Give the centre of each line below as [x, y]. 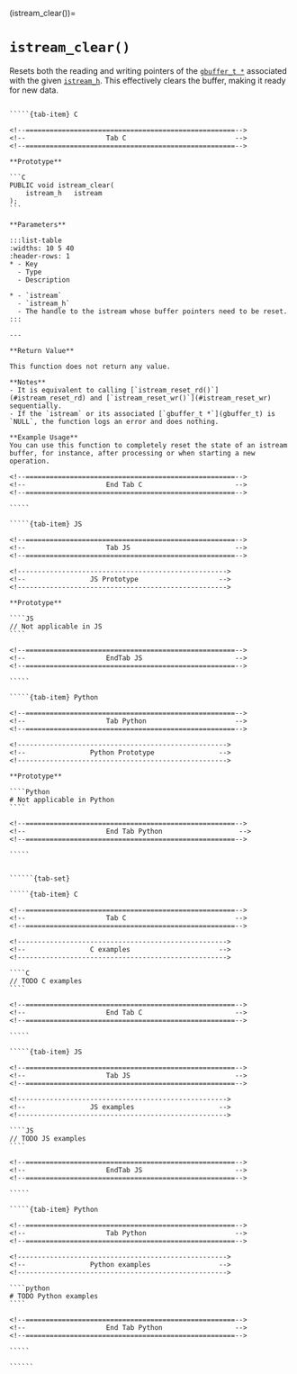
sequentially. [36, 406]
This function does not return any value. [90, 366]
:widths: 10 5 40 [42, 248]
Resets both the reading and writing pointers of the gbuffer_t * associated [148, 70]
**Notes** [28, 382]
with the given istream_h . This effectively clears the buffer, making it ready [148, 80]
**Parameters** [38, 224]
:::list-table [36, 240]
